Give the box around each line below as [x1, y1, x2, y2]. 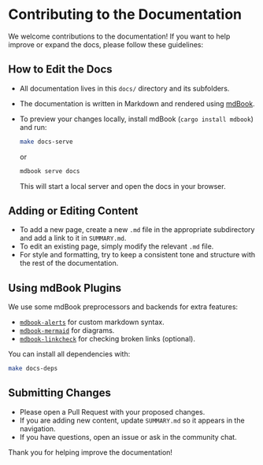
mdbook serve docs [19, 167, 80, 175]
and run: [19, 122, 47, 131]
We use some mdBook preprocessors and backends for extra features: [8, 302, 239, 312]
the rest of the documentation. [19, 258, 119, 268]
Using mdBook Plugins [8, 281, 122, 294]
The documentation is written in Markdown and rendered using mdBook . [19, 98, 255, 108]
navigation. [19, 423, 57, 434]
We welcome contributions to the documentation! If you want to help [8, 31, 231, 41]
